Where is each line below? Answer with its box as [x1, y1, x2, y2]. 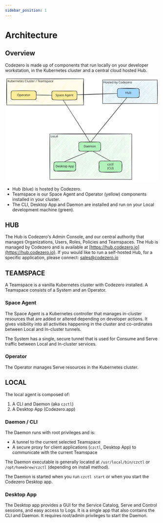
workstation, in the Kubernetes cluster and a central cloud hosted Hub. [5, 67, 147, 73]
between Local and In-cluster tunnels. [5, 326, 81, 332]
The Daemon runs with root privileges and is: [5, 429, 96, 435]
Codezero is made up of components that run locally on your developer [5, 62, 149, 68]
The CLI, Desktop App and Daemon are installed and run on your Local [12, 201, 155, 207]
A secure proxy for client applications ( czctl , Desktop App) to [12, 444, 137, 450]
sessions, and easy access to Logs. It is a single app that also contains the [5, 507, 155, 513]
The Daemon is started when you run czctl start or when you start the [5, 473, 149, 479]
